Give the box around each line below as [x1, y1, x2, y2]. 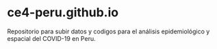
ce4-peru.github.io [7, 5, 118, 20]
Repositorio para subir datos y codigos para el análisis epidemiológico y [7, 27, 210, 35]
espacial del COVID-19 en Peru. [7, 34, 96, 42]
